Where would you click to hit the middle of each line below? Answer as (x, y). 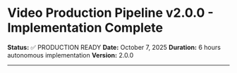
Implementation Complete (85, 28)
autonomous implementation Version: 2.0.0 (71, 55)
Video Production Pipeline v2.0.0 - (110, 13)
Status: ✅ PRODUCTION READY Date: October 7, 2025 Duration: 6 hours (114, 47)
